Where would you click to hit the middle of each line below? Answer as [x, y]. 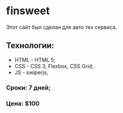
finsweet [28, 11]
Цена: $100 [23, 103]
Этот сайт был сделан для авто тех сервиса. [61, 27]
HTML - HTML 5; [35, 59]
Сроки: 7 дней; [28, 88]
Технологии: [30, 46]
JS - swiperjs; [31, 72]
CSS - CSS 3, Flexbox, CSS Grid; [54, 66]
